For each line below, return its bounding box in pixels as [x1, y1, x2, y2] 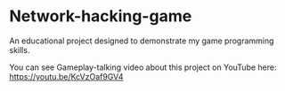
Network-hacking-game [9, 6, 192, 27]
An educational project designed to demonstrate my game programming [9, 35, 274, 46]
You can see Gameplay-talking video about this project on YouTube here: [9, 62, 277, 72]
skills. [9, 44, 30, 55]
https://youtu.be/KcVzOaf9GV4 [9, 71, 124, 81]
